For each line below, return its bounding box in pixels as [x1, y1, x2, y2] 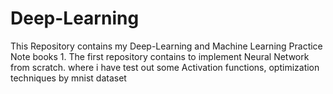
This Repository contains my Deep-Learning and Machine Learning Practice [10, 40, 323, 52]
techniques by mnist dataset [10, 72, 127, 84]
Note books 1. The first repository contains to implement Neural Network [10, 50, 310, 62]
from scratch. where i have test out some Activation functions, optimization [10, 61, 320, 73]
